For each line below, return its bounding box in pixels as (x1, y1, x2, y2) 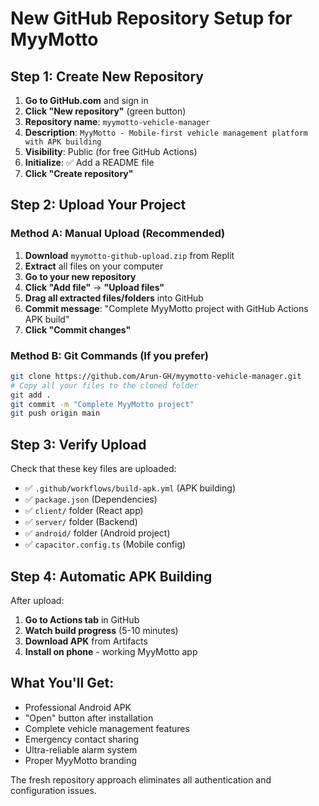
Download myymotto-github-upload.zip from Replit (24, 249, 235, 261)
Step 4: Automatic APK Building (10, 568, 213, 585)
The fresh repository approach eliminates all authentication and (10, 773, 272, 786)
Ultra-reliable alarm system (24, 743, 138, 756)
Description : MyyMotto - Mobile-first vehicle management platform (24, 127, 309, 138)
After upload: (10, 594, 65, 606)
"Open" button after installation (24, 712, 154, 724)
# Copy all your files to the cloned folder (10, 380, 199, 391)
